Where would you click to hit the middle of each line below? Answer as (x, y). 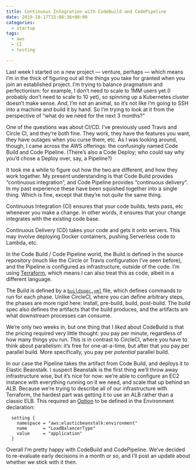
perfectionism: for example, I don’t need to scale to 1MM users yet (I (88, 90)
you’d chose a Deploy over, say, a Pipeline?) (59, 158)
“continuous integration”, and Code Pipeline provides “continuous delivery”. (97, 182)
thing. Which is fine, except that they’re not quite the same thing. (84, 194)
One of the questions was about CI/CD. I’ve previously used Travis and (92, 127)
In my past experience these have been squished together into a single (92, 188)
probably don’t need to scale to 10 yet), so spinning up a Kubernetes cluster (98, 97)
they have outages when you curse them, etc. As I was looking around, (92, 140)
